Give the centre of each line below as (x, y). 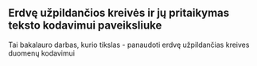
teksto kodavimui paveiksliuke (85, 26)
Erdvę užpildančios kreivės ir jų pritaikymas (119, 13)
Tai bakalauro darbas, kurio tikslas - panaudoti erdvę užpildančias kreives (129, 45)
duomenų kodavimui (42, 53)
